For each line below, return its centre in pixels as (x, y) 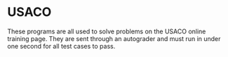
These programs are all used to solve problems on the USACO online (107, 31)
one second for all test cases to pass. (61, 46)
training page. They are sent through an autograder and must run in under (114, 38)
